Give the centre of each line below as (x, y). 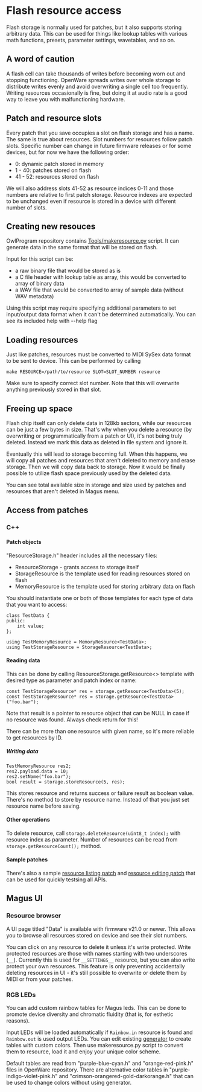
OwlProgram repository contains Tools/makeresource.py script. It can (93, 241)
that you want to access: (37, 604)
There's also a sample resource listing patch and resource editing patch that (101, 873)
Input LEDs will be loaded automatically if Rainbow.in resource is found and (99, 1032)
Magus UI (25, 899)
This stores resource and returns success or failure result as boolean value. (100, 793)
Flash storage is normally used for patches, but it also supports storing (94, 27)
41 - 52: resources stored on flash (57, 176)
